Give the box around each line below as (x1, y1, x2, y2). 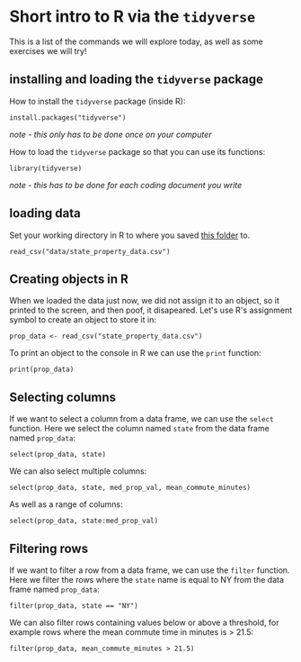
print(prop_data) (9, 365, 75, 375)
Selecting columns (9, 389, 117, 404)
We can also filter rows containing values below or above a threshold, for (9, 617, 279, 628)
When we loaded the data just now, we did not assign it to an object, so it (9, 295, 280, 306)
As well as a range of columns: (9, 499, 123, 510)
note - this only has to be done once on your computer (9, 129, 213, 140)
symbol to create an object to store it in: (9, 314, 157, 325)
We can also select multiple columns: (9, 466, 147, 476)
